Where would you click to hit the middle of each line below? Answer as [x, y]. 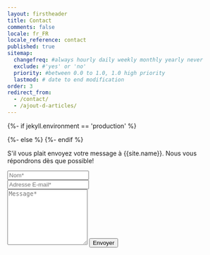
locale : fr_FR [28, 34]
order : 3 [20, 86]
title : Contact [30, 20]
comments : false [31, 27]
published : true [31, 47]
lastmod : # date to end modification [69, 79]
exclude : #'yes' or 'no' [50, 66]
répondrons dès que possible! [51, 160]
